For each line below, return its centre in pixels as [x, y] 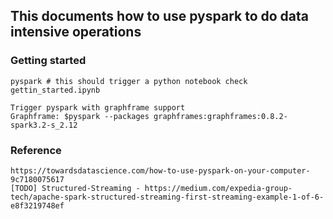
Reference [36, 150]
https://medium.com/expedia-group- [218, 188]
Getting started [48, 61]
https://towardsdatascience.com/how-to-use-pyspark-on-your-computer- [160, 170]
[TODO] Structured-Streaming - [75, 188]
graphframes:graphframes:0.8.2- [220, 116]
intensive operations [76, 32]
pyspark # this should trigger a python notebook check [129, 81]
